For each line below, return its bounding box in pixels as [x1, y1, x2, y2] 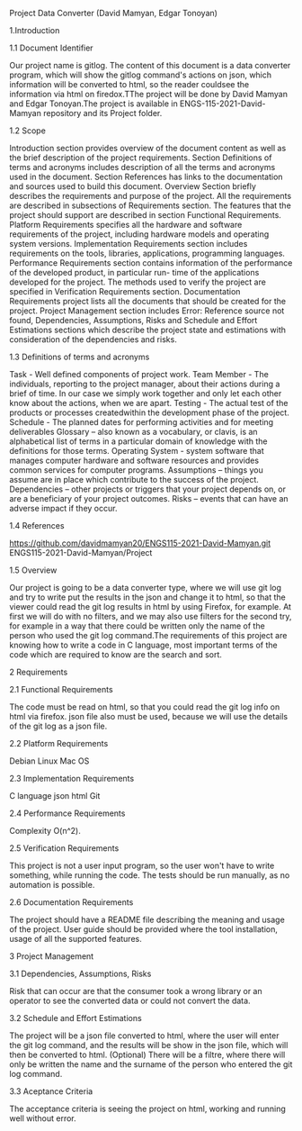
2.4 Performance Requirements [9, 808, 126, 819]
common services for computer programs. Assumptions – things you [9, 465, 263, 475]
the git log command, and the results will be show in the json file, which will [9, 1040, 289, 1050]
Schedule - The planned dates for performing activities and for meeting [9, 417, 274, 427]
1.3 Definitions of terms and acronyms [9, 351, 150, 362]
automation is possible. [9, 880, 95, 890]
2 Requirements [9, 666, 68, 677]
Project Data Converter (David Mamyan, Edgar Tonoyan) [9, 8, 218, 18]
